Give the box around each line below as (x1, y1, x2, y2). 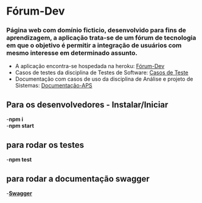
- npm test (6, 156, 32, 163)
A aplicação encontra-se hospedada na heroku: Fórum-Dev (15, 63, 165, 70)
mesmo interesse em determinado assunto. (6, 49, 138, 57)
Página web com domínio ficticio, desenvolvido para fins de (6, 26, 187, 35)
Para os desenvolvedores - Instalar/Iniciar (6, 99, 169, 110)
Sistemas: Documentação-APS (15, 82, 92, 89)
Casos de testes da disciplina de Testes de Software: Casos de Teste (15, 69, 189, 77)
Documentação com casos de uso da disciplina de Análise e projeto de (15, 75, 193, 83)
